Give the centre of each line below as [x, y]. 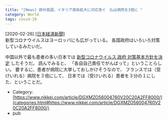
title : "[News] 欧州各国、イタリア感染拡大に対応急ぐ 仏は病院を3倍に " [74, 10]
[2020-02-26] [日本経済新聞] [35, 34]
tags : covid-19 [21, 19]
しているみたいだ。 [25, 46]
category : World [22, 14]
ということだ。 [29, 82]
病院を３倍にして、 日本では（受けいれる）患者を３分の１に [89, 76]
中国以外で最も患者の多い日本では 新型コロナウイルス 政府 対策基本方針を [82, 57]
